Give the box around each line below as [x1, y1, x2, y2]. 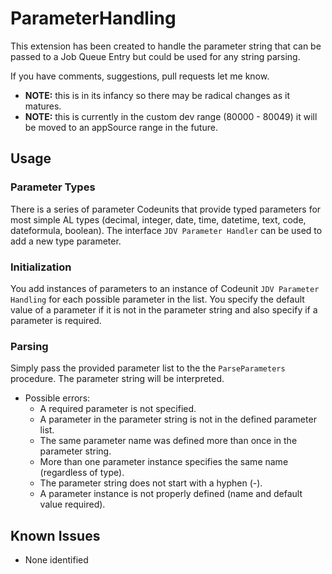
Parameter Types [10, 180, 96, 194]
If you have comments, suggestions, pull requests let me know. [10, 70, 270, 82]
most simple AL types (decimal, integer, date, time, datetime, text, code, [10, 213, 307, 226]
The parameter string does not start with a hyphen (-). [39, 477, 263, 489]
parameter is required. [10, 314, 102, 326]
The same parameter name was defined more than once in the [39, 435, 298, 447]
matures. [24, 100, 62, 112]
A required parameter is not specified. [39, 403, 197, 415]
